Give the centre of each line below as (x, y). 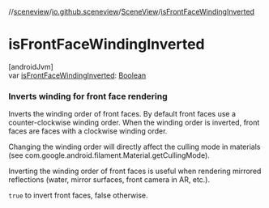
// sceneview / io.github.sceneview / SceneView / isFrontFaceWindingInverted (132, 12)
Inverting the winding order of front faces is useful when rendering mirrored (135, 171)
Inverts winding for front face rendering (88, 96)
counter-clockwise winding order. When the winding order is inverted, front (134, 123)
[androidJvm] (31, 66)
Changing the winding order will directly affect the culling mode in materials (134, 147)
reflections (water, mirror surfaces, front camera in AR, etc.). (109, 180)
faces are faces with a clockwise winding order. (88, 131)
